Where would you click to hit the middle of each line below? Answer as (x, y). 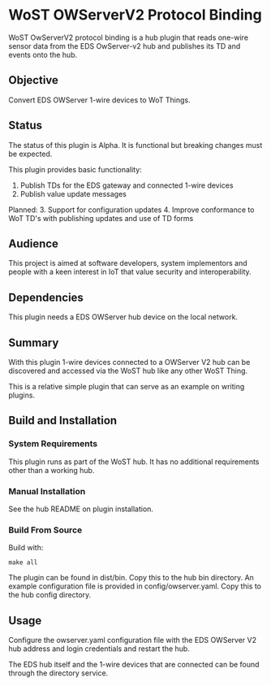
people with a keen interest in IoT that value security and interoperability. (130, 272)
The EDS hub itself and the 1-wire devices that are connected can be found (134, 665)
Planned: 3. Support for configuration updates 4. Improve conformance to (131, 210)
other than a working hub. (52, 470)
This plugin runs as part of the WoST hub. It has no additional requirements (134, 462)
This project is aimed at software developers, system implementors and (128, 263)
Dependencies (46, 297)
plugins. (22, 395)
